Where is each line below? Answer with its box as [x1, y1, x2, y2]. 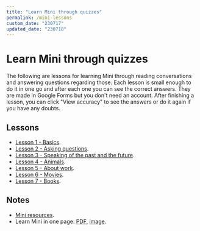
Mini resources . [15, 211, 55, 218]
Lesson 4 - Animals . [15, 158, 66, 165]
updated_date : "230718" [6, 26, 67, 32]
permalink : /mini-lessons [6, 15, 72, 21]
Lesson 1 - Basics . [15, 138, 61, 146]
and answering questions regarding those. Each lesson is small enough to [6, 79, 191, 86]
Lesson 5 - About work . [15, 165, 75, 171]
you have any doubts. [6, 105, 61, 112]
